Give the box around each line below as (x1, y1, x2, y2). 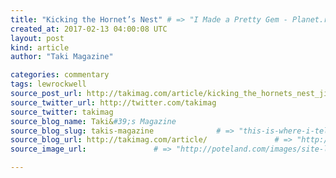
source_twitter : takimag (10, 107, 114, 117)
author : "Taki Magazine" (10, 52, 114, 62)
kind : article (10, 42, 70, 53)
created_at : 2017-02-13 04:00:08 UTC (10, 24, 168, 34)
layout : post (10, 33, 65, 43)
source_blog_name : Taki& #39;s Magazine (10, 116, 177, 126)
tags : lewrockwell (10, 79, 87, 90)
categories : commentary (10, 70, 110, 80)
